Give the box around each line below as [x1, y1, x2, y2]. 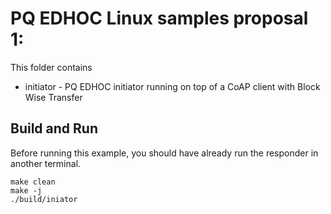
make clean [10, 177, 56, 187]
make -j [10, 185, 43, 196]
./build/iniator [10, 194, 78, 204]
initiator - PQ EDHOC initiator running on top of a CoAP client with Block [24, 80, 321, 92]
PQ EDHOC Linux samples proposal [10, 7, 309, 30]
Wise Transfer [24, 91, 83, 103]
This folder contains [10, 61, 93, 73]
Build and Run [10, 120, 98, 137]
